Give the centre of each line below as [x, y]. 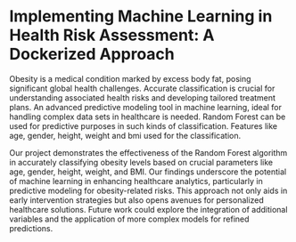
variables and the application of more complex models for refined [129, 219]
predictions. [31, 228]
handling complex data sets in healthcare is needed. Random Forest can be [148, 117]
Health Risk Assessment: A [112, 35]
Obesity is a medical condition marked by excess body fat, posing [130, 78]
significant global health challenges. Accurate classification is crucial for [142, 88]
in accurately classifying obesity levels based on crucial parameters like [141, 162]
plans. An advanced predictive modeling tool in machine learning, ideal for [146, 107]
